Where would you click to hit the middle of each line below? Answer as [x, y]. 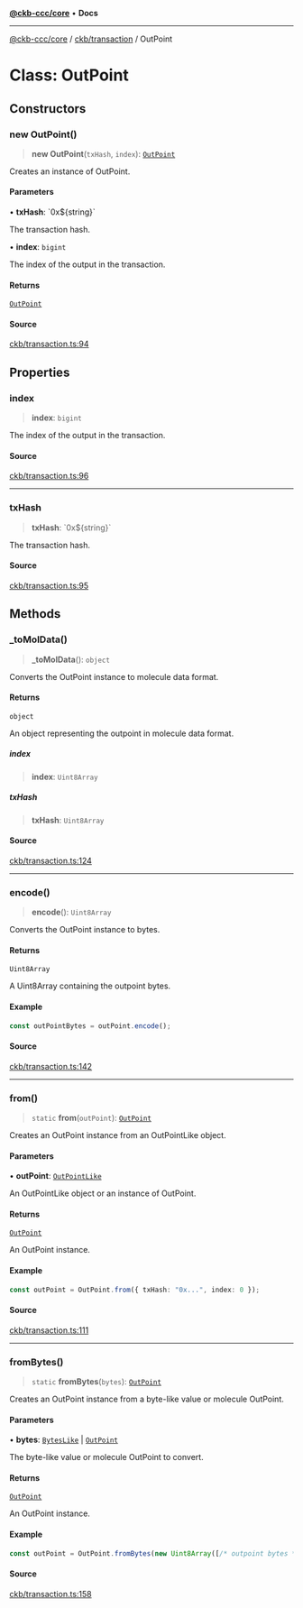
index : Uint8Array [64, 776]
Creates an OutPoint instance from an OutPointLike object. [118, 1135]
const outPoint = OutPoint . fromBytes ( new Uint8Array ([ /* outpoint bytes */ [155, 1553]
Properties [40, 372]
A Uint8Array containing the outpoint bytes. [90, 986]
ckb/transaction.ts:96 [49, 476]
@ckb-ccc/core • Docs [54, 13]
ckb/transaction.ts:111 [49, 1330]
